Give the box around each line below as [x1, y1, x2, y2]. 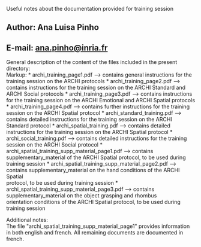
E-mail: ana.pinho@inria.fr [6, 42, 108, 53]
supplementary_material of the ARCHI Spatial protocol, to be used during [6, 154, 186, 161]
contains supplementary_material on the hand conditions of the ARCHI [6, 167, 180, 174]
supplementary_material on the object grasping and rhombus [6, 192, 157, 199]
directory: [6, 65, 31, 72]
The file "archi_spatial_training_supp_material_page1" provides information [6, 222, 190, 230]
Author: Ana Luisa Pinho [6, 22, 99, 32]
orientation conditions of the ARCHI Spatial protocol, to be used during [6, 199, 181, 206]
